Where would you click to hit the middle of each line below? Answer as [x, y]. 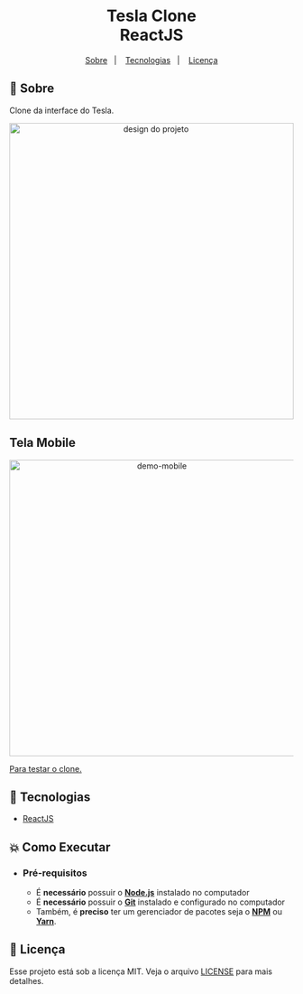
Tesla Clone [151, 16]
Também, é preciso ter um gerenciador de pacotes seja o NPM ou [159, 912]
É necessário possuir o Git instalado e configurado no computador [161, 902]
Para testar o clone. [46, 768]
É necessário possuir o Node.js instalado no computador [142, 893]
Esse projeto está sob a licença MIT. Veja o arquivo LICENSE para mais [141, 971]
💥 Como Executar [60, 847]
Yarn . [46, 922]
